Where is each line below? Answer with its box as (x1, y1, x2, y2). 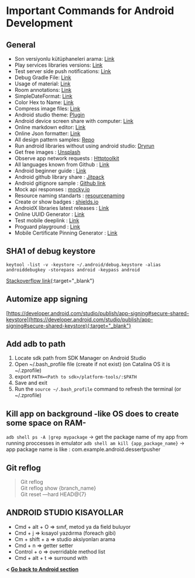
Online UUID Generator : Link (14, 211, 85, 218)
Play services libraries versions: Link (14, 61, 103, 68)
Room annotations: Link (14, 87, 72, 93)
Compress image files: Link (14, 105, 81, 112)
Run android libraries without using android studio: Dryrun (14, 142, 155, 149)
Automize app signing (6, 294, 88, 304)
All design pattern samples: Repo (14, 136, 95, 143)
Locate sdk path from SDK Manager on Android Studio (14, 355, 146, 362)
